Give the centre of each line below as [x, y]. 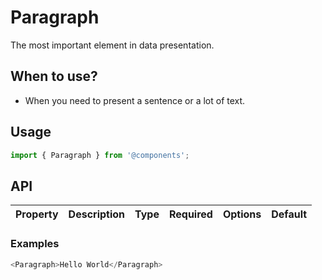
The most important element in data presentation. [112, 45]
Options [242, 214]
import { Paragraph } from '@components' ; [100, 155]
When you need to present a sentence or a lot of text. [135, 100]
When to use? [54, 76]
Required [190, 214]
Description [97, 214]
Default [289, 214]
